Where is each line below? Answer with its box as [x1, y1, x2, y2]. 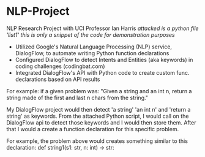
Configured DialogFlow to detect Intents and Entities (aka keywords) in [15, 56, 193, 63]
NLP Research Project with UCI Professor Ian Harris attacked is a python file [6, 25, 199, 32]
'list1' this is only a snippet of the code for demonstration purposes [6, 31, 176, 38]
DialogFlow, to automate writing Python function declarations [15, 49, 170, 56]
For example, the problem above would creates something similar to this [6, 137, 188, 145]
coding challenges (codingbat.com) [15, 63, 105, 70]
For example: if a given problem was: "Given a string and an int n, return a [6, 87, 192, 94]
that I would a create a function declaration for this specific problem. [6, 125, 179, 132]
